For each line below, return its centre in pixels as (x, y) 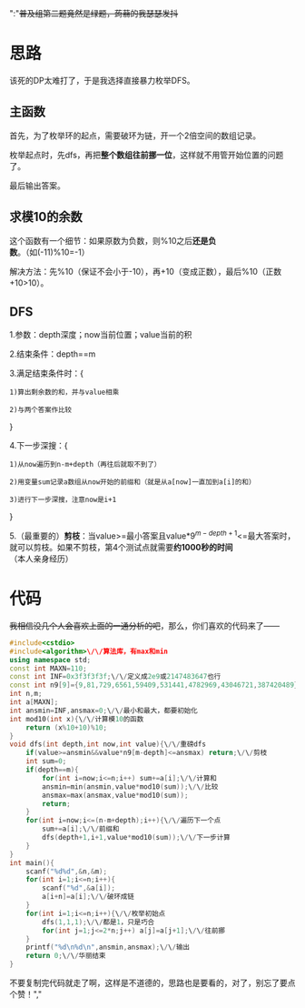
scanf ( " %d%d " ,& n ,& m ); (66, 872)
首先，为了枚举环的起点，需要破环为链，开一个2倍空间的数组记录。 (135, 136)
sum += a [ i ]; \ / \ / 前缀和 (81, 829)
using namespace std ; (50, 660)
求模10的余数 (46, 217)
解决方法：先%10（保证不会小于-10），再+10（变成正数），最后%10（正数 (146, 271)
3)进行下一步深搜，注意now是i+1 (63, 500)
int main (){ (32, 862)
